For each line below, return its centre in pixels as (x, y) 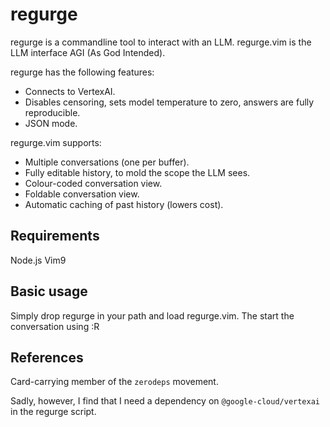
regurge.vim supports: (56, 142)
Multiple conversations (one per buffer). (107, 162)
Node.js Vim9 (38, 260)
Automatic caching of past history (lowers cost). (124, 204)
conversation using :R (55, 326)
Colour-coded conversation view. (93, 183)
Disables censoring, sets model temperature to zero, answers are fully (169, 102)
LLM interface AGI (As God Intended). (88, 52)
